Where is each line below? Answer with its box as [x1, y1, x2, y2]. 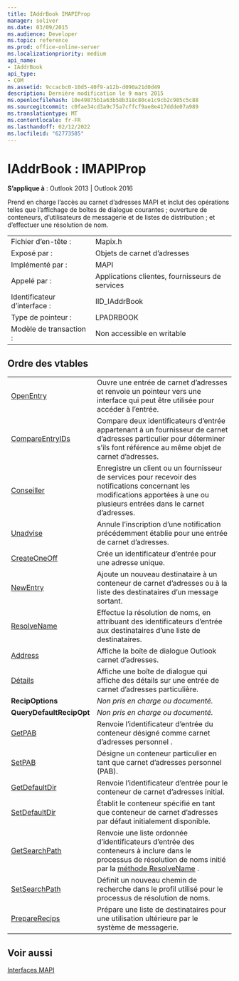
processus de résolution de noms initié [97, 855, 226, 865]
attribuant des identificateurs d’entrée [97, 616, 223, 626]
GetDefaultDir [11, 783, 57, 793]
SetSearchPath [11, 884, 61, 894]
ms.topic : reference [7, 37, 69, 44]
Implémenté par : [11, 260, 68, 270]
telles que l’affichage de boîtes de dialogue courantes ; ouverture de [7, 205, 208, 214]
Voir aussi [7, 947, 53, 959]
